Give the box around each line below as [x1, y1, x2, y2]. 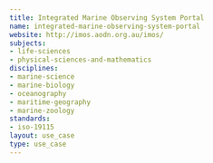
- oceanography [9, 89, 67, 98]
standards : [9, 114, 51, 123]
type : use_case [9, 139, 67, 149]
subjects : [9, 38, 47, 48]
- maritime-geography [9, 97, 92, 107]
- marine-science [9, 72, 75, 81]
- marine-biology [9, 81, 75, 90]
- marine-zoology [9, 106, 75, 115]
